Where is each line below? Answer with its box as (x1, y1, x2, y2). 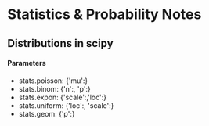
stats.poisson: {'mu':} (18, 76, 88, 85)
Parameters (7, 59, 46, 68)
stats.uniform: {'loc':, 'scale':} (18, 100, 114, 110)
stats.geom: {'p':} (18, 109, 75, 118)
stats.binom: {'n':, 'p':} (18, 84, 91, 93)
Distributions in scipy (7, 37, 114, 50)
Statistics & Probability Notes (7, 5, 202, 23)
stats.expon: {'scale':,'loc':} (18, 92, 107, 102)
